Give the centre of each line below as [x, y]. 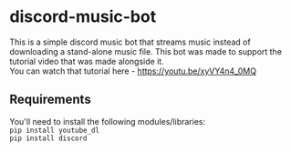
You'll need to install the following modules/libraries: [108, 121]
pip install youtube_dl [55, 130]
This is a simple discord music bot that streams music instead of [130, 42]
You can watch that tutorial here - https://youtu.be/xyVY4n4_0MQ [133, 71]
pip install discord [49, 138]
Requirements [50, 100]
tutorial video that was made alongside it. [87, 61]
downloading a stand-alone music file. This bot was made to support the [146, 51]
